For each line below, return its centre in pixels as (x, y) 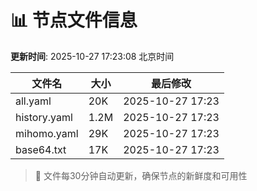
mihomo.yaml (47, 133)
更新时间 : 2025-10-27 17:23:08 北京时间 (92, 56)
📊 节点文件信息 (74, 20)
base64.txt (41, 149)
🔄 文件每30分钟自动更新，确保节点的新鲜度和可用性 (141, 175)
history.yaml (44, 117)
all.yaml (33, 101)
